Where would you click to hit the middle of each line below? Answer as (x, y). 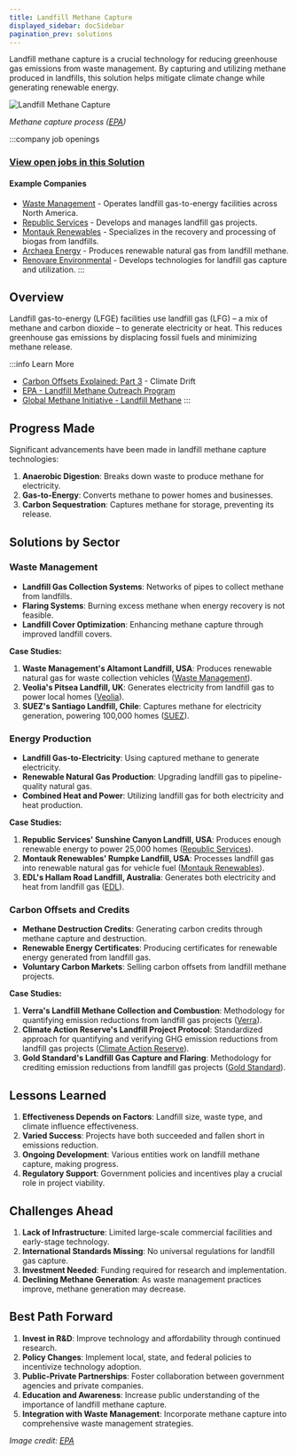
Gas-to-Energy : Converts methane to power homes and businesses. (147, 495)
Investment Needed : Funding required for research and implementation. (154, 1270)
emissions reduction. (60, 1145)
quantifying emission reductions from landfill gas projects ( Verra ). (142, 1020)
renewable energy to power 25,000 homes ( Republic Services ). (138, 849)
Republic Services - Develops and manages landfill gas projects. (140, 222)
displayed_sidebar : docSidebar (67, 26)
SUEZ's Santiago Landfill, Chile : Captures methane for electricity (141, 706)
